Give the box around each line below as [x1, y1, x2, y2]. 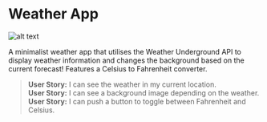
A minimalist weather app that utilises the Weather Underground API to [8, 47, 242, 56]
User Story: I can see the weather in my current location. [27, 79, 216, 89]
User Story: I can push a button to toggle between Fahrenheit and [27, 96, 246, 106]
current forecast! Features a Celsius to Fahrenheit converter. [8, 63, 208, 73]
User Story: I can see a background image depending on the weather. [27, 87, 260, 97]
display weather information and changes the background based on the [8, 55, 245, 65]
